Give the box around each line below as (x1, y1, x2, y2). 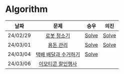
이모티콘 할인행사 (38, 60, 77, 67)
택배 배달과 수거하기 (35, 51, 80, 58)
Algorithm (5, 3, 48, 15)
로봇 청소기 (45, 32, 70, 39)
